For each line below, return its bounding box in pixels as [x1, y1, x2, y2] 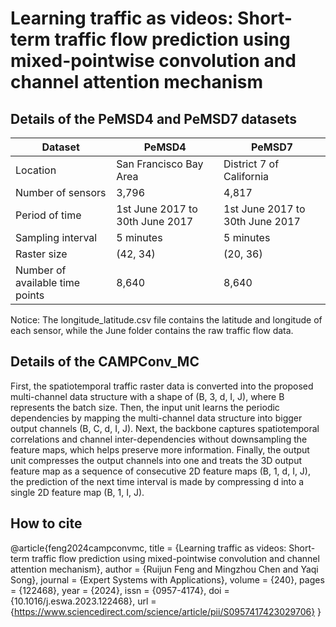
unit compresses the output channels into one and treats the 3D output [10, 454, 303, 466]
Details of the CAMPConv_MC [10, 353, 200, 371]
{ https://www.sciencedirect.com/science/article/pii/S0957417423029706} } [10, 605, 322, 617]
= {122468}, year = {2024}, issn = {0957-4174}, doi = [10, 584, 230, 596]
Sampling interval [15, 231, 98, 244]
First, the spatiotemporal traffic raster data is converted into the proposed [10, 380, 314, 392]
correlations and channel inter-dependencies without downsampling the [10, 433, 308, 445]
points [15, 288, 45, 302]
